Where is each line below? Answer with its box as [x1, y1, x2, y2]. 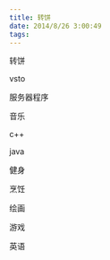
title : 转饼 [9, 13, 51, 22]
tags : [9, 30, 30, 39]
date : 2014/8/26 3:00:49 [9, 22, 102, 30]
